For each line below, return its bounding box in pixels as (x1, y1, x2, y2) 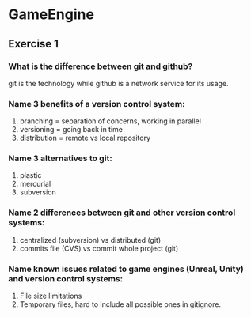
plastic (19, 171, 42, 180)
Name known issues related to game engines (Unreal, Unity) (8, 263, 244, 274)
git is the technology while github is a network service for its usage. (8, 78, 229, 88)
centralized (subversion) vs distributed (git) (19, 235, 162, 244)
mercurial (19, 179, 51, 189)
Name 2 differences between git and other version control (8, 207, 236, 218)
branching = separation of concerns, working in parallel (19, 116, 202, 126)
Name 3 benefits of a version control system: (8, 98, 185, 109)
